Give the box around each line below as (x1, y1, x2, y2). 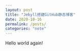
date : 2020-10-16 (5, 17, 42, 22)
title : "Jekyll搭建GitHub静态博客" (5, 12, 76, 17)
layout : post (5, 7, 33, 13)
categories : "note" (5, 26, 47, 31)
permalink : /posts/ (5, 21, 47, 27)
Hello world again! (5, 40, 43, 46)
